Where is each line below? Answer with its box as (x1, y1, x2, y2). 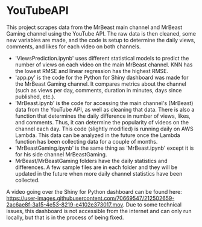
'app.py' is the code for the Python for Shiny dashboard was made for (14, 74, 189, 81)
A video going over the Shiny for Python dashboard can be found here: (6, 188, 182, 195)
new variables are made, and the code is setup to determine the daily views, (6, 36, 196, 43)
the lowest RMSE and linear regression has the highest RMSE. (14, 67, 169, 74)
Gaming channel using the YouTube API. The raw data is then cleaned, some (6, 30, 196, 37)
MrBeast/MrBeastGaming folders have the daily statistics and (14, 157, 168, 164)
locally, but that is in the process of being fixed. (6, 214, 124, 221)
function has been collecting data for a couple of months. (14, 138, 158, 145)
